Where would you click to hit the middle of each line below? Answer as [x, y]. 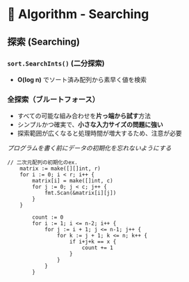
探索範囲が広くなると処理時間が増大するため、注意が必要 [99, 133]
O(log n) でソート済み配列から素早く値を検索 [82, 79]
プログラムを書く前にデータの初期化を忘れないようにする [89, 148]
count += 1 [97, 248]
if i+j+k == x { [93, 242]
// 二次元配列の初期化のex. [42, 163]
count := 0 [48, 218]
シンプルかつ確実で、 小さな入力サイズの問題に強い [90, 125]
